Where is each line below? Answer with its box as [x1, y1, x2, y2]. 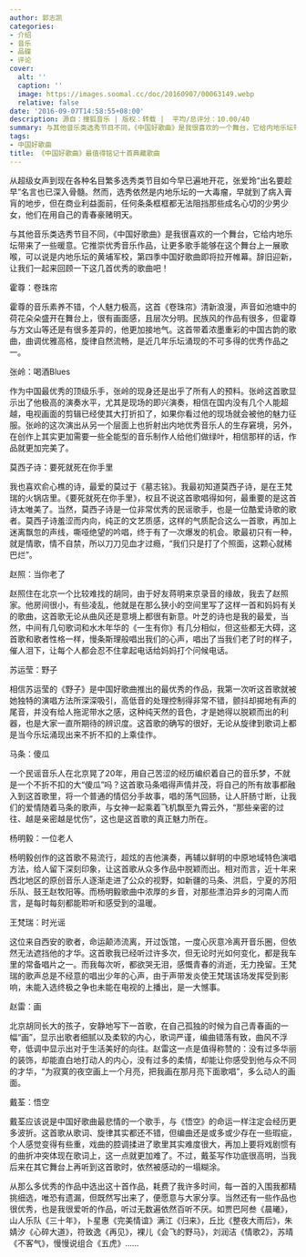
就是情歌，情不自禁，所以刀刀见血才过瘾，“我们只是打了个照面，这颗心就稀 [9, 538, 293, 549]
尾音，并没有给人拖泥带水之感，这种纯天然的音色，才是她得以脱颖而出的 [9, 706, 280, 717]
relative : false [17, 97, 79, 107]
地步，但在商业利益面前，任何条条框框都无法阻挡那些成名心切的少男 [25, 198, 280, 208]
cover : [9, 65, 35, 74]
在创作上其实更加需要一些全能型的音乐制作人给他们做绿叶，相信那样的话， [9, 431, 289, 441]
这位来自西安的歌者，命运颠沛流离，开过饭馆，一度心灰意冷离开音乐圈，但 [9, 936, 289, 947]
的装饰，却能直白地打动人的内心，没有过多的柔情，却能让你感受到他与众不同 [9, 1054, 297, 1065]
